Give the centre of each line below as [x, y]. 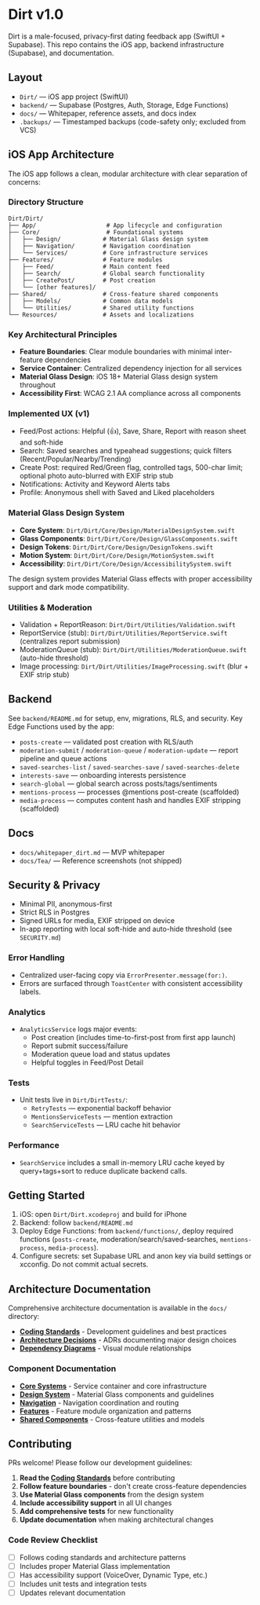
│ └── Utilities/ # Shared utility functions [101, 308]
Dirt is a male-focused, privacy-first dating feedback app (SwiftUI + [117, 36]
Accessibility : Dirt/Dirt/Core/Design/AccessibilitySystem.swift [126, 563]
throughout [38, 385]
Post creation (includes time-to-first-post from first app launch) [134, 1038]
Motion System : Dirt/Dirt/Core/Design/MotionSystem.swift [117, 555]
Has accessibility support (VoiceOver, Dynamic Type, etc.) [114, 1575]
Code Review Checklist [53, 1540]
